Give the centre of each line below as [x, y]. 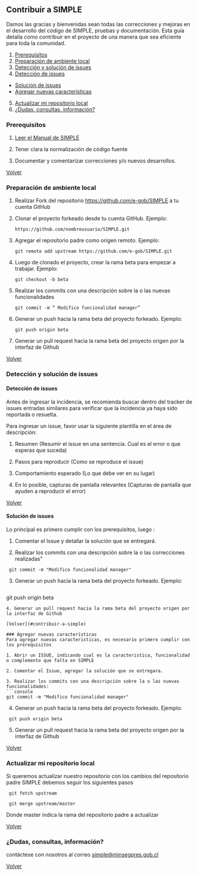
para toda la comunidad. [36, 43]
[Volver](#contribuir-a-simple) [46, 624]
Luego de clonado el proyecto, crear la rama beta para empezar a [95, 262]
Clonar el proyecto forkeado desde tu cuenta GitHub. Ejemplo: [91, 218]
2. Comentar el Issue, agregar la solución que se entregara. [85, 671]
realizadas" [29, 558]
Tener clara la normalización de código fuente [71, 149]
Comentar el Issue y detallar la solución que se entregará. [85, 540]
